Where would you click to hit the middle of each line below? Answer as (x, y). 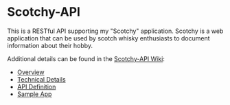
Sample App (34, 94)
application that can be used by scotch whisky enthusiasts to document (109, 38)
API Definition (36, 86)
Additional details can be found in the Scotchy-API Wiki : (86, 58)
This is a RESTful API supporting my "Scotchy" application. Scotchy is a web (115, 31)
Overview (31, 72)
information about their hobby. (50, 45)
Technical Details (42, 79)
